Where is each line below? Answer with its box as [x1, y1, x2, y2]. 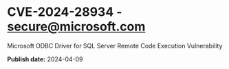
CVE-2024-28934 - [7, 4, 122, 20]
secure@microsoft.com [7, 19, 146, 34]
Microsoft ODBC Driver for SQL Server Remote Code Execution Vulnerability [7, 41, 223, 50]
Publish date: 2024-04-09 [7, 55, 83, 63]
